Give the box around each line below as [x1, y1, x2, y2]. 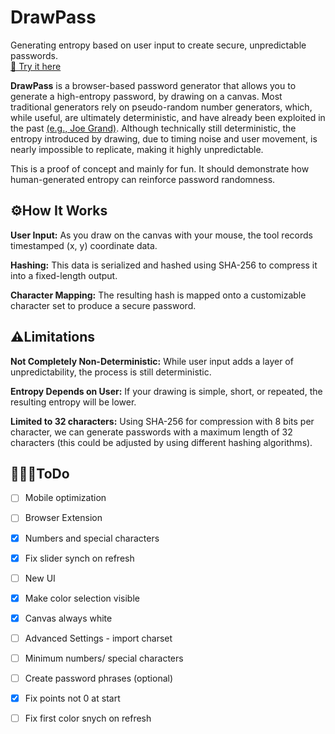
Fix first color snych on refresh [24, 712, 152, 725]
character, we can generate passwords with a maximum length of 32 [10, 426, 293, 438]
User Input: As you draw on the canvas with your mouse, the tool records [10, 229, 313, 241]
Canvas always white [24, 612, 113, 624]
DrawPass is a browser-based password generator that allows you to [10, 79, 297, 91]
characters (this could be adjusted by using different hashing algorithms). [10, 436, 313, 448]
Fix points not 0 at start [24, 692, 121, 704]
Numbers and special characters [24, 532, 160, 544]
